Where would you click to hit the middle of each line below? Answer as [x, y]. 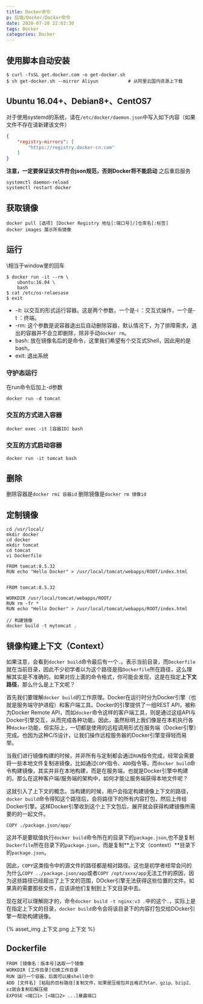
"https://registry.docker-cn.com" [71, 147]
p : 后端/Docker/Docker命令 [38, 18]
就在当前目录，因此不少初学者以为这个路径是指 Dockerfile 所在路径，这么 [97, 670]
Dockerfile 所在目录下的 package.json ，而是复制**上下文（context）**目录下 [101, 845]
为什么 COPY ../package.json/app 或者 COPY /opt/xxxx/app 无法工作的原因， [98, 873]
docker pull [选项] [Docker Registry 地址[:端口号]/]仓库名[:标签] [88, 223]
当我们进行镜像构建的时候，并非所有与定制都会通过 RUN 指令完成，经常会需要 [100, 756]
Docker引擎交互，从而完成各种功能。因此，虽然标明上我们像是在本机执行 [97, 720]
